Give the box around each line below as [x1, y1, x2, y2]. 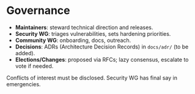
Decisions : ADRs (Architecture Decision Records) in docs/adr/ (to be [15, 43, 189, 50]
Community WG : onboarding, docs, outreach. [15, 36, 131, 44]
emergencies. [6, 80, 41, 88]
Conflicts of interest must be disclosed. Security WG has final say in [6, 74, 177, 81]
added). [15, 49, 35, 56]
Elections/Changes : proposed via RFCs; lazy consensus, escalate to [15, 56, 189, 63]
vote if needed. [15, 62, 54, 70]
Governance [6, 4, 70, 18]
